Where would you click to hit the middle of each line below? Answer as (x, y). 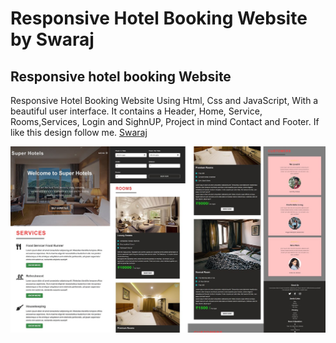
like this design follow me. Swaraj (79, 132)
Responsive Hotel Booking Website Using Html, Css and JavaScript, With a (164, 100)
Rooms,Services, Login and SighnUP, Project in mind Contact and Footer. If (165, 121)
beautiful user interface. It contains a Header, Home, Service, (136, 111)
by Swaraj (52, 39)
